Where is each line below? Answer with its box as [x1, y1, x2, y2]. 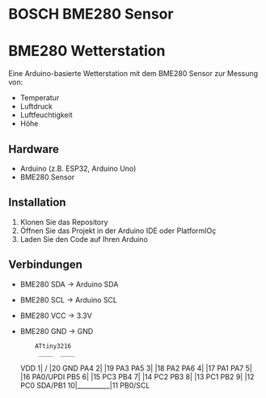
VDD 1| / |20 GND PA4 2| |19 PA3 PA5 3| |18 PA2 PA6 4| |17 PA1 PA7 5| [19, 363, 252, 373]
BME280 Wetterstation [8, 42, 166, 61]
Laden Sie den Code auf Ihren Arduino [19, 234, 148, 243]
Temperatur [19, 93, 60, 103]
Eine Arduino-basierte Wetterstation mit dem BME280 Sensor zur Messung [8, 69, 259, 78]
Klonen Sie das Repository [19, 217, 108, 227]
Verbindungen [8, 258, 83, 272]
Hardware [8, 142, 59, 156]
